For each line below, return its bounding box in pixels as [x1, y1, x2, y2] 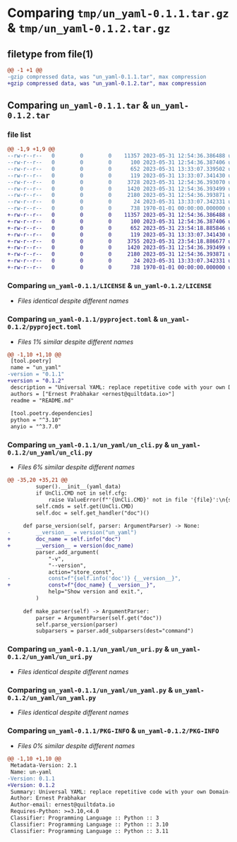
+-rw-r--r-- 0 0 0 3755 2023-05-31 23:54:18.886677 [7, 238, 226, 245]
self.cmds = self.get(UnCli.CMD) [35, 503, 134, 510]
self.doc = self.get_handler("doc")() [35, 510, 150, 517]
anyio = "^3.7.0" [10, 423, 61, 431]
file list [7, 129, 32, 139]
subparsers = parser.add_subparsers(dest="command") [35, 627, 194, 634]
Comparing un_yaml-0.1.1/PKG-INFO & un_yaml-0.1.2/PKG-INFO [7, 726, 219, 735]
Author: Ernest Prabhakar [10, 795, 87, 802]
